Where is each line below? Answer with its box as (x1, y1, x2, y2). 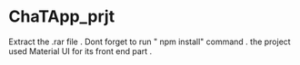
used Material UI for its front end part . (8, 45, 153, 56)
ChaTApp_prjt (8, 6, 115, 27)
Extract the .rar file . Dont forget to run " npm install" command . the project (8, 36, 292, 47)
